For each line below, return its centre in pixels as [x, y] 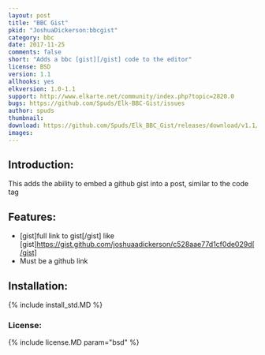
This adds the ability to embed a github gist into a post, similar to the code [129, 184]
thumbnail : [26, 118]
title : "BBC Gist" [38, 23]
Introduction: [41, 165]
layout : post [30, 15]
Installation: [38, 286]
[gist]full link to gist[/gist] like [67, 236]
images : [21, 133]
